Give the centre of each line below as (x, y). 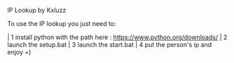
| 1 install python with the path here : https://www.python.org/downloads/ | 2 (117, 37)
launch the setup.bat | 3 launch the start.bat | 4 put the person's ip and (110, 44)
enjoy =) (19, 52)
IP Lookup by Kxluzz (37, 10)
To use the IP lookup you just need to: (62, 23)
